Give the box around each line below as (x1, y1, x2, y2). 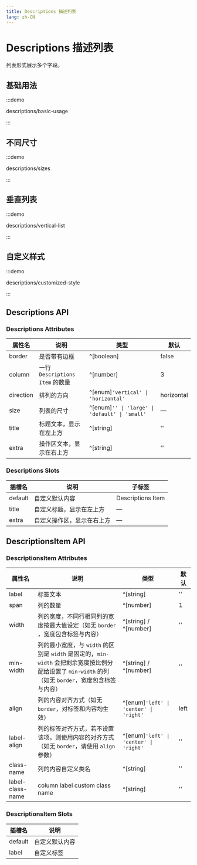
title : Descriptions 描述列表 (6, 8, 76, 15)
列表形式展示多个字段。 (6, 62, 63, 69)
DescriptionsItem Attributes (6, 554, 87, 562)
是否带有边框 (39, 352, 75, 361)
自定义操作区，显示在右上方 (34, 516, 111, 524)
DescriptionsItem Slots (6, 810, 73, 818)
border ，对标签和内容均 (38, 705, 103, 713)
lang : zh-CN (6, 14, 35, 20)
